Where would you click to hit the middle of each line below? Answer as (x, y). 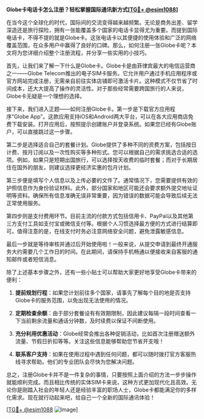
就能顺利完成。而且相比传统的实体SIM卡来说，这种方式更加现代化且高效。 (99, 382)
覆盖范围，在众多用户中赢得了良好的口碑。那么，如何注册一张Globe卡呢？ (99, 45)
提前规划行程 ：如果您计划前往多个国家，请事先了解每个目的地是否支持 (103, 293)
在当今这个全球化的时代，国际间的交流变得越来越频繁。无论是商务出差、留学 (102, 22)
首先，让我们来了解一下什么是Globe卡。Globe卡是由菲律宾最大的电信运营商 (101, 66)
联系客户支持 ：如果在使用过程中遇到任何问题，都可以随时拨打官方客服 (103, 354)
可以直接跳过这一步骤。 (46, 132)
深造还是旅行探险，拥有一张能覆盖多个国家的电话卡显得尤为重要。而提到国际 (102, 30)
